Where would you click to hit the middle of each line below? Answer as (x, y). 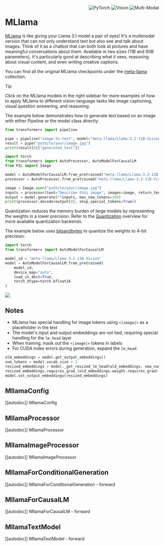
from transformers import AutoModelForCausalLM (54, 250)
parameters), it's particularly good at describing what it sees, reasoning (77, 56)
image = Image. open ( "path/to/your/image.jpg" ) (53, 188)
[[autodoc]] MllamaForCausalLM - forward (48, 512)
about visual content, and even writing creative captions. (62, 62)
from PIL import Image (28, 166)
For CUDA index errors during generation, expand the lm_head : (75, 348)
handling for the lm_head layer (42, 338)
